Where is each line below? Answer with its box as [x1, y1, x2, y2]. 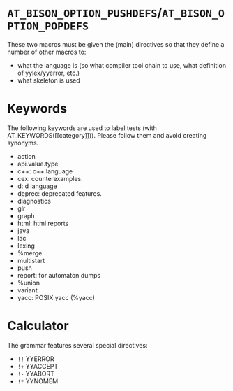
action [17, 152, 36, 160]
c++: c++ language [17, 166, 73, 176]
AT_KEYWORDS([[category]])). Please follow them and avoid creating [7, 131, 207, 139]
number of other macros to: [7, 48, 87, 56]
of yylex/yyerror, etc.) [17, 69, 80, 77]
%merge [17, 248, 43, 257]
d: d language [17, 182, 57, 190]
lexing [17, 241, 35, 250]
